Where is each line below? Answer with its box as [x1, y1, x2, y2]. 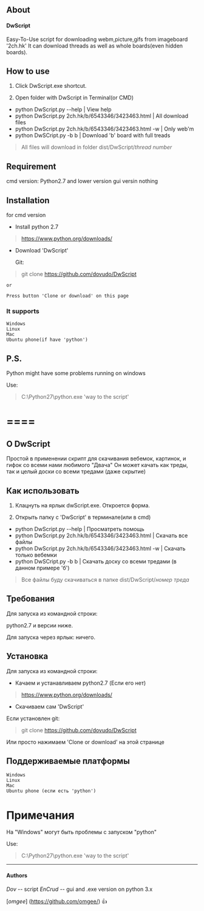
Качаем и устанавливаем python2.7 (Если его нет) [15, 679, 146, 687]
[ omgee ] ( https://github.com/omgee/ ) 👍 [6, 898, 107, 905]
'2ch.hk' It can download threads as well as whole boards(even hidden [6, 42, 183, 49]
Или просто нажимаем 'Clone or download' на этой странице [6, 738, 165, 746]
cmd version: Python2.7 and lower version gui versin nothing [6, 177, 158, 185]
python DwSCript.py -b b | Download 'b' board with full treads [15, 132, 171, 139]
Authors [6, 871, 28, 879]
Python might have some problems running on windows [6, 370, 146, 377]
